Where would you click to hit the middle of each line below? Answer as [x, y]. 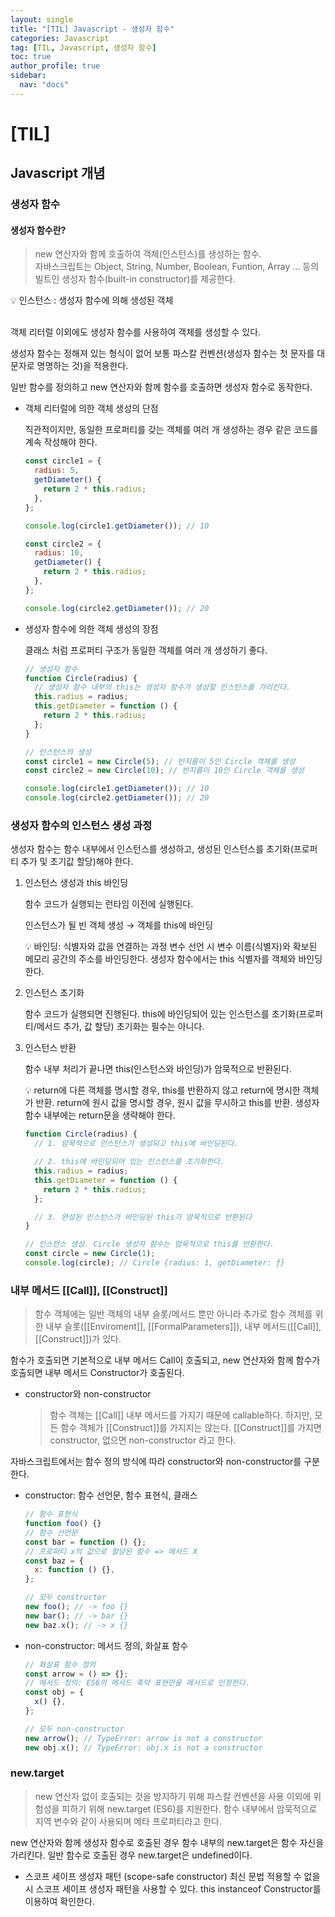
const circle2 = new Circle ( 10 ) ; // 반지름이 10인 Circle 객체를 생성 [164, 771]
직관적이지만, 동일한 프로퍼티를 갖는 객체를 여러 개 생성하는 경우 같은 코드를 [171, 430]
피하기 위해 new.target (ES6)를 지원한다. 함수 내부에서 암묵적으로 [189, 1808]
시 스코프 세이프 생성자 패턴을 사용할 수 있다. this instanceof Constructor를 [173, 1888]
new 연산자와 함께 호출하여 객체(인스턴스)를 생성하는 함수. [148, 254]
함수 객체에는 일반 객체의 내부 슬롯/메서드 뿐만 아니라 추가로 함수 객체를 [173, 1314]
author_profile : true [55, 66]
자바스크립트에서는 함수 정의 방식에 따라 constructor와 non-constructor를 [156, 1462]
